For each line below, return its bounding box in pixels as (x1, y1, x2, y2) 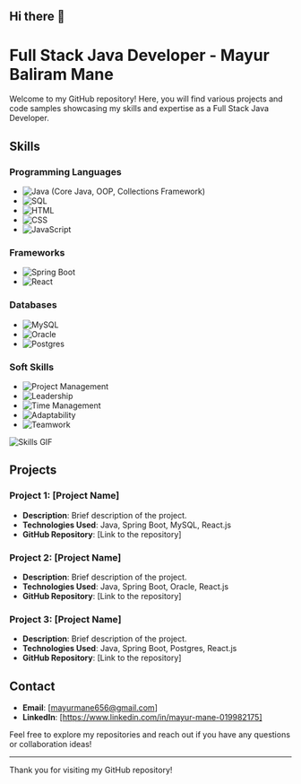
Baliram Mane (9, 64, 114, 84)
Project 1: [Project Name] (9, 490, 120, 502)
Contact (9, 678, 56, 693)
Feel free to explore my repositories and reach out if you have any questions (9, 729, 291, 740)
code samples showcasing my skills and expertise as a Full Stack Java (9, 103, 270, 114)
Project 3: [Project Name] (9, 613, 122, 625)
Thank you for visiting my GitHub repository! (9, 764, 173, 775)
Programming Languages (9, 165, 123, 178)
